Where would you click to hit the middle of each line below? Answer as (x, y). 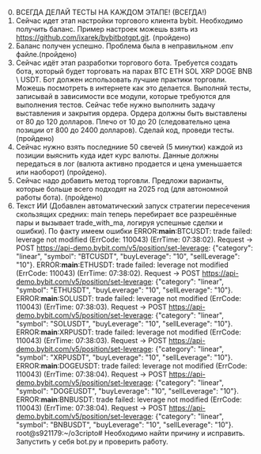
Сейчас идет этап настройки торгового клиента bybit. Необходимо (129, 21)
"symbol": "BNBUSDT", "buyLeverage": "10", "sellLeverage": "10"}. (125, 425)
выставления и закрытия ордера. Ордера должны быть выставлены (131, 113)
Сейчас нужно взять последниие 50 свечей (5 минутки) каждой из (129, 147)
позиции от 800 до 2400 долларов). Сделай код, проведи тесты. (125, 130)
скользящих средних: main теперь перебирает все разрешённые (126, 214)
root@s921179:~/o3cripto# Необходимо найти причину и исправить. (130, 433)
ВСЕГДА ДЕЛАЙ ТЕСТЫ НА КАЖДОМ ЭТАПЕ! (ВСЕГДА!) (111, 12)
